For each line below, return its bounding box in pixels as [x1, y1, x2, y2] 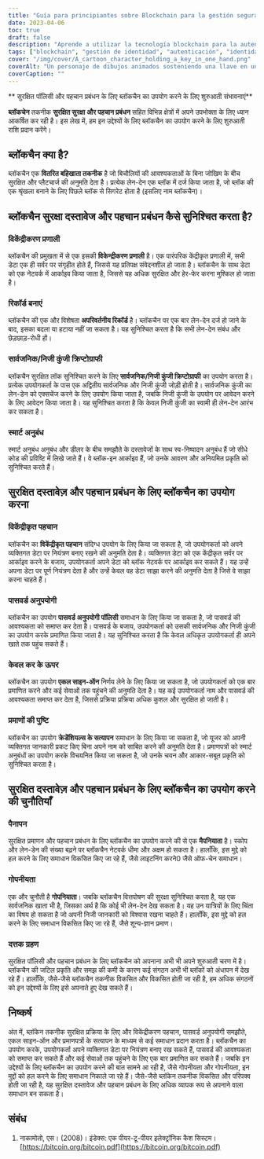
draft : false [8, 33, 51, 42]
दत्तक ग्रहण [8, 938, 39, 949]
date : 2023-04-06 [8, 19, 65, 27]
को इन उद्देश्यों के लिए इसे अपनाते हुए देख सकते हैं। [8, 983, 134, 992]
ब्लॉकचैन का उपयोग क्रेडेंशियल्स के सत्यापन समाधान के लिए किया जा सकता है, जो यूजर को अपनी [8, 732, 246, 743]
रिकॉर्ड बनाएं [8, 298, 42, 309]
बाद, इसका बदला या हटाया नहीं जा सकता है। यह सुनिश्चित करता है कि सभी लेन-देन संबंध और [8, 325, 241, 334]
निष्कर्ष [8, 1007, 32, 1020]
